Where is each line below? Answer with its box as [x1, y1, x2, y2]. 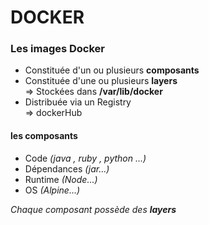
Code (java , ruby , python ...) [24, 152, 147, 164]
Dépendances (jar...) [24, 162, 110, 175]
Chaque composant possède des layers [10, 203, 177, 215]
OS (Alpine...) [24, 184, 81, 196]
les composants [10, 130, 78, 142]
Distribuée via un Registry [24, 96, 132, 108]
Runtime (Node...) [24, 173, 98, 185]
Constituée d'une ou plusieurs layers [24, 75, 178, 87]
